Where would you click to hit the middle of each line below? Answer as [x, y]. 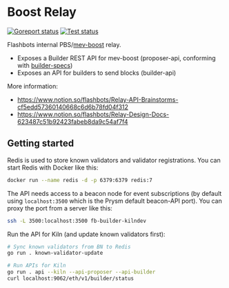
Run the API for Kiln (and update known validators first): [86, 234]
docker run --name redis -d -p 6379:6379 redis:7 [80, 180]
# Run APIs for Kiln [37, 266]
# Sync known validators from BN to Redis [69, 246]
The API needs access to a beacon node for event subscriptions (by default [114, 193]
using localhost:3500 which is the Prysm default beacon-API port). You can [114, 201]
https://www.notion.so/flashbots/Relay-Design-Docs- [93, 114]
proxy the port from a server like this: [60, 208]
